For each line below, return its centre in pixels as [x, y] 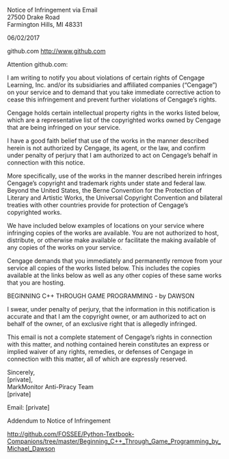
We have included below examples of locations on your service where [106, 225]
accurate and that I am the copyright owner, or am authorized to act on [107, 316]
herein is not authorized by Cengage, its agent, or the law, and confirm [106, 148]
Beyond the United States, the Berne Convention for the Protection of [105, 190]
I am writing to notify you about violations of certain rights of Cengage [106, 78]
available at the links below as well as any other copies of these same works [114, 275]
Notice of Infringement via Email [52, 10]
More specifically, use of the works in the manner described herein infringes [114, 176]
